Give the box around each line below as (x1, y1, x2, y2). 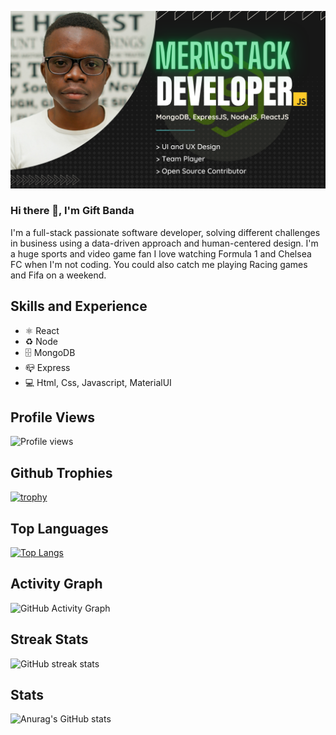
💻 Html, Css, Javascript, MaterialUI (24, 376, 172, 388)
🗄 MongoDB (24, 346, 76, 358)
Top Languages (10, 520, 109, 537)
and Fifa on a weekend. (10, 269, 107, 281)
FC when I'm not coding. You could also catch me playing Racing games (10, 258, 308, 270)
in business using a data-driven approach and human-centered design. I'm (10, 237, 319, 249)
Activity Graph (10, 576, 103, 593)
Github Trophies (10, 464, 113, 481)
